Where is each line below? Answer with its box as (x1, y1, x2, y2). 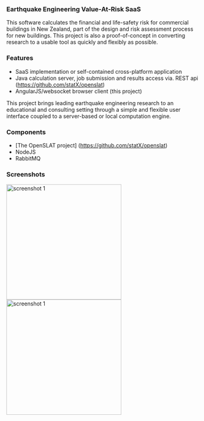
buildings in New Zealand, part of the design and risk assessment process (6, 25, 194, 33)
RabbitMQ (15, 154, 41, 162)
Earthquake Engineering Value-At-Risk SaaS (6, 5, 141, 14)
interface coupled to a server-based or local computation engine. (6, 112, 172, 120)
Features (6, 54, 34, 63)
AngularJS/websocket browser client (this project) (15, 87, 142, 95)
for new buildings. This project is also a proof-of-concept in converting (6, 32, 186, 39)
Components (6, 128, 46, 136)
